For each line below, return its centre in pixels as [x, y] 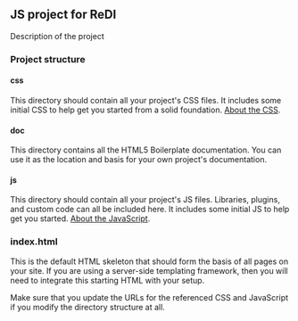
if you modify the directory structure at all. [88, 307]
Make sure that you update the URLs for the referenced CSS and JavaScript [149, 297]
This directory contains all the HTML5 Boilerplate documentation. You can [146, 150]
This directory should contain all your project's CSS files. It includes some [146, 100]
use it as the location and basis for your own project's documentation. [138, 160]
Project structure [48, 59]
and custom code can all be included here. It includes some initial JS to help [150, 210]
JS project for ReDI [63, 15]
